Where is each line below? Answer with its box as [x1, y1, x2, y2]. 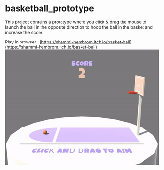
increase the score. [5, 29, 44, 35]
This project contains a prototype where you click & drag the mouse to [5, 19, 147, 25]
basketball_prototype [5, 3, 94, 14]
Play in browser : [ [5, 39, 41, 44]
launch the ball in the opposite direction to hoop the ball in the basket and [5, 24, 153, 30]
